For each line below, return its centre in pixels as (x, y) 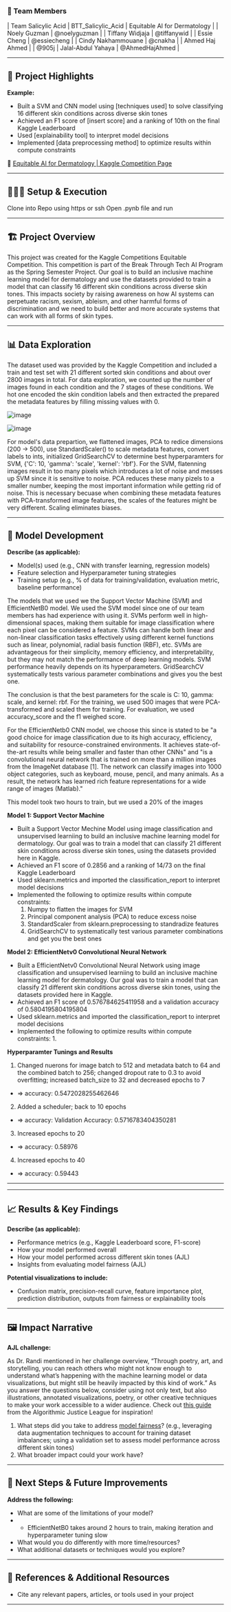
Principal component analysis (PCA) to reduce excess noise (112, 917)
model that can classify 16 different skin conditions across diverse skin (107, 286)
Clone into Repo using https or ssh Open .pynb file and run (90, 208)
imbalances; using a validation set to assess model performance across (118, 1440)
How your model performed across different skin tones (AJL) (103, 1257)
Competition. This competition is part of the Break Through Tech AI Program (115, 264)
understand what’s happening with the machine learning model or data (107, 1376)
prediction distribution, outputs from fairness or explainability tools (111, 1298)
